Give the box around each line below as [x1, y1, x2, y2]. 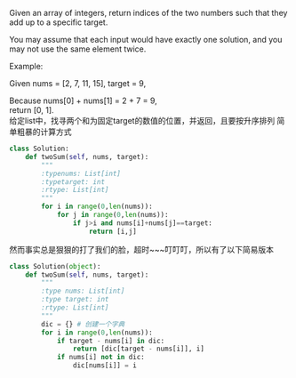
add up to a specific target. [9, 17, 108, 28]
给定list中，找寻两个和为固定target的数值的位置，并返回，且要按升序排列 [9, 116, 276, 125]
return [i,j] [88, 227, 138, 236]
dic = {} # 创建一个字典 [41, 319, 125, 328]
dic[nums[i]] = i [72, 361, 138, 370]
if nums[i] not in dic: [56, 353, 145, 362]
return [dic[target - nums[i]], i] [72, 344, 204, 354]
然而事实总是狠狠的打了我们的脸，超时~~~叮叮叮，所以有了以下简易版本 [9, 244, 274, 254]
